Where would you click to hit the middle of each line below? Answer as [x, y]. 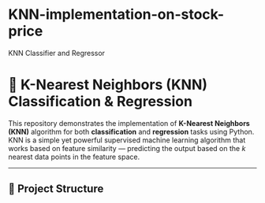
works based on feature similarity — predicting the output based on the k [127, 148]
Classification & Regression [101, 102]
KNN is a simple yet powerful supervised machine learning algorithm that [127, 140]
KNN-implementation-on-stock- [116, 15]
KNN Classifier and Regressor [56, 53]
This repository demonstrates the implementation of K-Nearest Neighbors [129, 123]
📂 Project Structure [56, 189]
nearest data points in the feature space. [74, 157]
